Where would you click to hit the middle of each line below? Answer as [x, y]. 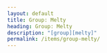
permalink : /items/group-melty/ [53, 39]
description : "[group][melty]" [52, 33]
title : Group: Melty [37, 20]
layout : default [30, 13]
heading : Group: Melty [40, 26]
